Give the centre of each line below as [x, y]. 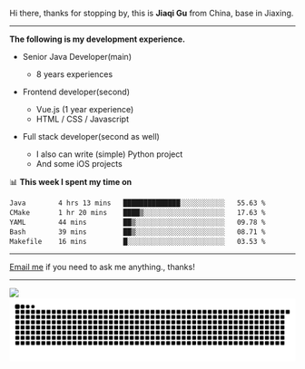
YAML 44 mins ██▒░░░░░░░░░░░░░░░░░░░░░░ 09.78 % [138, 222]
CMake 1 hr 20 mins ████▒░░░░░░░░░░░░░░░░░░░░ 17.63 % [138, 212]
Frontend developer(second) [76, 92]
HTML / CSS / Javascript [83, 119]
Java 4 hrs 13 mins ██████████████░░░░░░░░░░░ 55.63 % [138, 203]
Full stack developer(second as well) [91, 136]
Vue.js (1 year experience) [85, 109]
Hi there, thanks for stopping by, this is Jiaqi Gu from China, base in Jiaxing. [152, 13]
